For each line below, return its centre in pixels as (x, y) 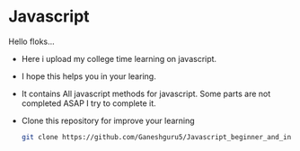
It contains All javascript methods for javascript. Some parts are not (146, 93)
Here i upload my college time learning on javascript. (119, 58)
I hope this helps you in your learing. (88, 76)
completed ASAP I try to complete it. (88, 103)
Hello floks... (31, 41)
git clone (40, 137)
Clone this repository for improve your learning (108, 120)
